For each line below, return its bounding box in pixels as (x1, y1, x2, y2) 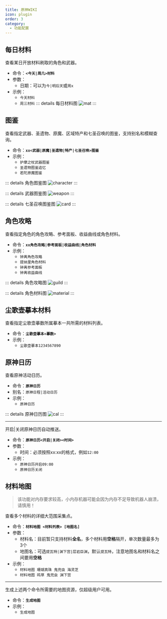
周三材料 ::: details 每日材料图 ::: (19, 100, 97, 106)
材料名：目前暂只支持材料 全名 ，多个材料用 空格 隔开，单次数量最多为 (19, 536, 160, 542)
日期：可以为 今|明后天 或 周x (19, 83, 74, 88)
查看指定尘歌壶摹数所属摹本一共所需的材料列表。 (5, 320, 105, 326)
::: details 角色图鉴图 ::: (5, 179, 78, 185)
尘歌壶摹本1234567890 (19, 344, 61, 349)
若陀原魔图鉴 (19, 170, 42, 176)
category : (5, 21, 26, 26)
